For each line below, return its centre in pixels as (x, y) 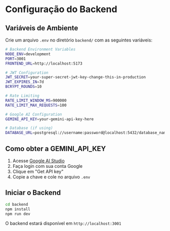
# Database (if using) (29, 128)
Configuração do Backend (61, 9)
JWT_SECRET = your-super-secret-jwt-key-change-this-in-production (75, 77)
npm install (18, 209)
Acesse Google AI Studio (38, 161)
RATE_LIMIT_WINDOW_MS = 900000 (36, 100)
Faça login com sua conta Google (48, 166)
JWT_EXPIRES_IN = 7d (25, 82)
